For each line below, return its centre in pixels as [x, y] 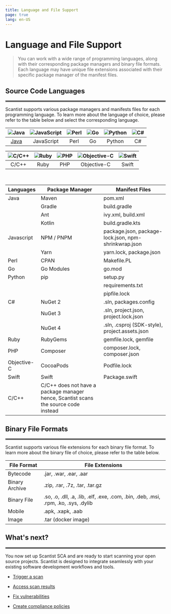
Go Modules [55, 269]
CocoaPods [54, 366]
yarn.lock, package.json [132, 253]
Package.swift [120, 377]
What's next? [27, 538]
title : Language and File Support [42, 10]
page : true [17, 15]
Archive [17, 488]
